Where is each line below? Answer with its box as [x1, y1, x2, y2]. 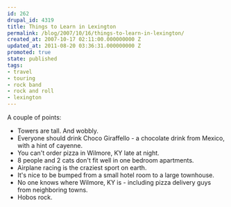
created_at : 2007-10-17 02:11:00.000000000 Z [7, 36, 141, 43]
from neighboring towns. [17, 185, 88, 194]
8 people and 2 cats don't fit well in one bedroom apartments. [17, 156, 194, 164]
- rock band [7, 81, 42, 88]
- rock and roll [7, 88, 54, 94]
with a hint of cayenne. [17, 142, 83, 149]
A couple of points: [7, 113, 62, 122]
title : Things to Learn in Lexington [7, 23, 117, 30]
